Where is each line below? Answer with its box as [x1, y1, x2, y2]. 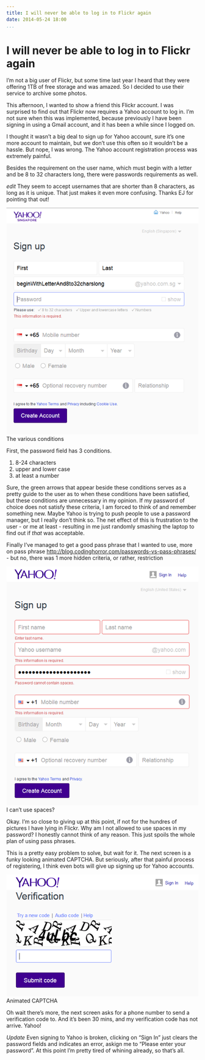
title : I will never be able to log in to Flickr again [6, 10, 151, 16]
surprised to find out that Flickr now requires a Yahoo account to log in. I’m [6, 108, 194, 116]
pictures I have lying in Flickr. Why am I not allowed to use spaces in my [6, 824, 187, 832]
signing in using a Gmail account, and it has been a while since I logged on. [6, 121, 195, 129]
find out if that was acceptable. [6, 529, 85, 536]
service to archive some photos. [6, 89, 87, 97]
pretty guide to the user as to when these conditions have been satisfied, [6, 490, 190, 497]
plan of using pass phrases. [6, 837, 76, 844]
